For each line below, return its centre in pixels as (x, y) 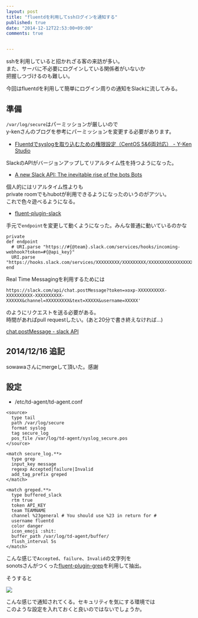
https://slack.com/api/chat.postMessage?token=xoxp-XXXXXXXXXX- (87, 290)
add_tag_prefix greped (39, 474)
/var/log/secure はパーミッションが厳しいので (62, 124)
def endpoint (22, 242)
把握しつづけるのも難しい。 (40, 76)
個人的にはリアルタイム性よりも (45, 187)
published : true (26, 22)
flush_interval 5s (34, 541)
